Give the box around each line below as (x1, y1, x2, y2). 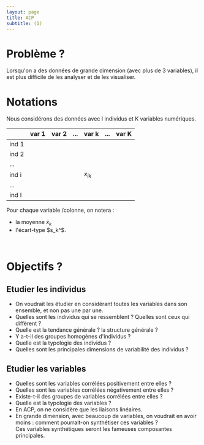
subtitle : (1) (6, 20, 43, 26)
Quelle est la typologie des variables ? (15, 399, 111, 407)
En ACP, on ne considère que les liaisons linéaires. (15, 406, 143, 413)
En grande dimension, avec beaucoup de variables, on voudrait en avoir (15, 413, 197, 420)
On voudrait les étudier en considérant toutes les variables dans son (15, 301, 188, 308)
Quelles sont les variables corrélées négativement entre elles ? (15, 386, 174, 394)
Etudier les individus (6, 284, 86, 294)
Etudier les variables (6, 364, 86, 374)
